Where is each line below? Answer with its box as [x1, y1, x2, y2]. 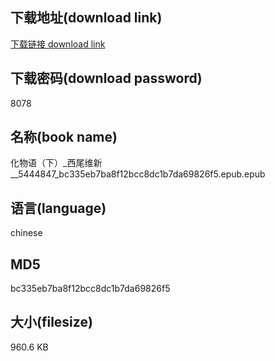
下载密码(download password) [10, 70, 203, 87]
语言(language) [10, 199, 107, 217]
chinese [10, 227, 43, 239]
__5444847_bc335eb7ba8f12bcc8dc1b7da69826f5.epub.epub [10, 168, 266, 180]
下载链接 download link [10, 38, 106, 50]
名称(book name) [10, 129, 118, 146]
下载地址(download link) [10, 9, 163, 27]
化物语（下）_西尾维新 [10, 157, 103, 169]
